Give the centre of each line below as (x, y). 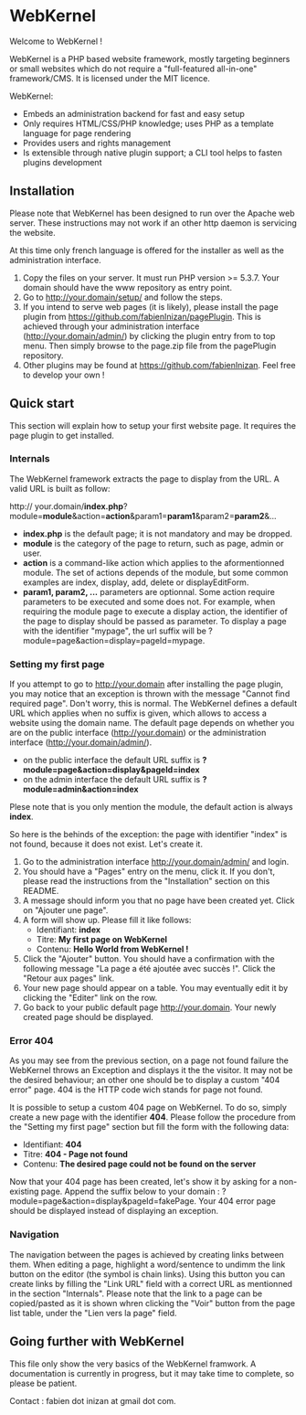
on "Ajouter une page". (65, 910)
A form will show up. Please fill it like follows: (107, 920)
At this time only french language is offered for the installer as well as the (147, 250)
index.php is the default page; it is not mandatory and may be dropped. (158, 533)
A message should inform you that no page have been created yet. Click (158, 900)
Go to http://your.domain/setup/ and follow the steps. (123, 297)
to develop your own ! (63, 375)
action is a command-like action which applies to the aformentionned (153, 562)
